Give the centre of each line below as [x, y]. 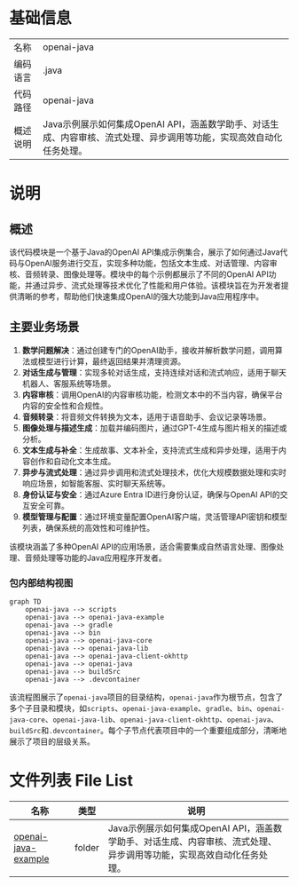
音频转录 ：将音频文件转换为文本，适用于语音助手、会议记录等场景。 [146, 416]
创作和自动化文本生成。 [73, 461]
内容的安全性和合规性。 [65, 406]
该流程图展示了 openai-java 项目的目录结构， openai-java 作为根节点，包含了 [146, 697]
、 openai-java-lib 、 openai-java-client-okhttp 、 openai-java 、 [162, 719]
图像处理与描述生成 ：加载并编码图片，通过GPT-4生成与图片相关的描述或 [154, 428]
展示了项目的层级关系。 [52, 741]
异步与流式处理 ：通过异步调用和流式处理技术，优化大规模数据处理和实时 [154, 472]
